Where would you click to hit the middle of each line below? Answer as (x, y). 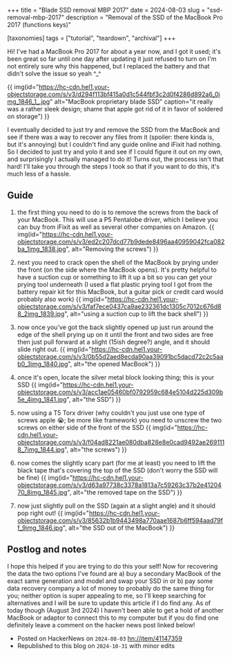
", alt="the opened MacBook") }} (114, 364)
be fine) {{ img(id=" (45, 477)
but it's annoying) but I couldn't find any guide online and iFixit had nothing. (115, 144)
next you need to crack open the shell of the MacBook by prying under (118, 262)
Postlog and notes (47, 549)
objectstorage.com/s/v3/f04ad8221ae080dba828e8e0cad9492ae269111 (121, 442)
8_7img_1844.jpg (41, 450)
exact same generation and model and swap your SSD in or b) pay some (110, 581)
